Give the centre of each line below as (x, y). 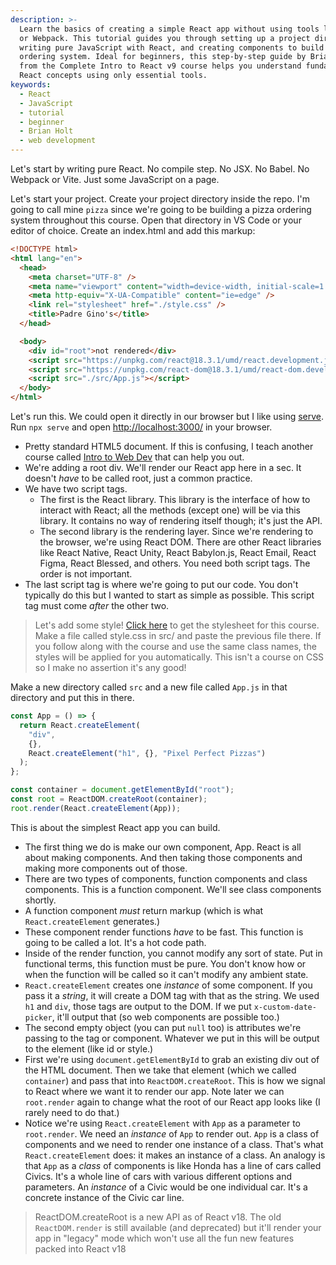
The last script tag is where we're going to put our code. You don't (161, 584)
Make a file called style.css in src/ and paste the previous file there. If (178, 635)
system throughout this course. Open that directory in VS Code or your (156, 220)
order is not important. (86, 574)
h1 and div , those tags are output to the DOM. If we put (138, 1006)
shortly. (40, 900)
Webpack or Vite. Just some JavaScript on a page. (115, 179)
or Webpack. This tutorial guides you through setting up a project (165, 38)
